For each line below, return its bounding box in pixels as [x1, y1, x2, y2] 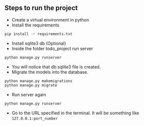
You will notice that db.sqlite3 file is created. [11, 63, 101, 70]
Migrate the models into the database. [11, 69, 88, 75]
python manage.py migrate [4, 83, 57, 88]
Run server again [11, 92, 46, 98]
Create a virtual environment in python [11, 17, 89, 22]
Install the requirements [11, 22, 60, 28]
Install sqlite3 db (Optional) [11, 40, 66, 46]
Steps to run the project [4, 4, 78, 12]
